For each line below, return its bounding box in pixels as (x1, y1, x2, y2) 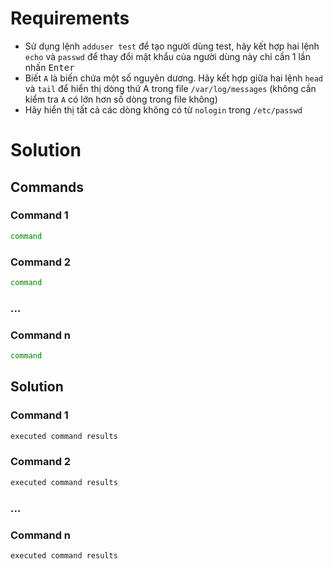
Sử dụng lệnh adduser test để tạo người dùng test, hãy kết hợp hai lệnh (24, 40, 320, 52)
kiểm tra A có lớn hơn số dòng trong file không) (24, 93, 218, 105)
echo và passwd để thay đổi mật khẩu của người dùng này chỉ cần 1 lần (24, 50, 311, 62)
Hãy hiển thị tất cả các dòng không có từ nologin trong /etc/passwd (24, 103, 303, 116)
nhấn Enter (24, 61, 75, 73)
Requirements (10, 7, 130, 30)
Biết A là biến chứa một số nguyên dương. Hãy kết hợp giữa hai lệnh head (24, 72, 324, 84)
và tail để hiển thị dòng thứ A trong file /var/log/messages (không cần (24, 82, 317, 94)
